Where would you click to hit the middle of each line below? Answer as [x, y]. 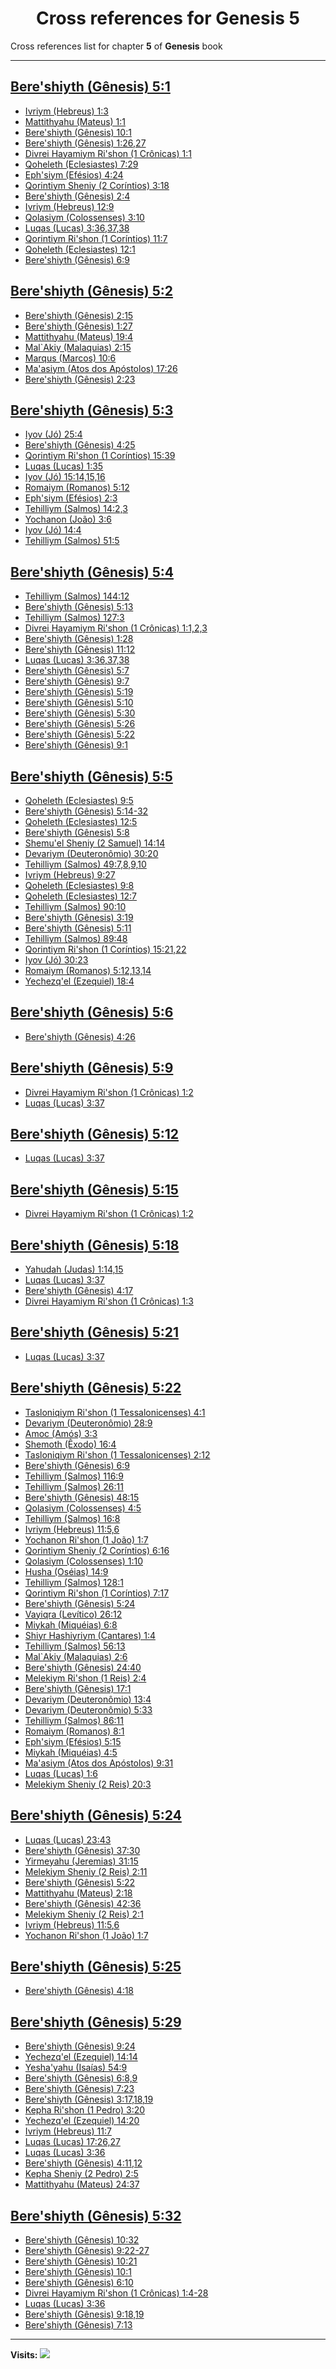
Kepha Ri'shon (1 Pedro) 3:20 [85, 2110]
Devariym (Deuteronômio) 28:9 [88, 1423]
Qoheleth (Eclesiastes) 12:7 [81, 896]
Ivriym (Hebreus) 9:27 [70, 875]
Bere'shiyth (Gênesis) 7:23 [79, 2089]
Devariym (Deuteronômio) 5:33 [88, 1709]
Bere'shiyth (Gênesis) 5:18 [95, 1245]
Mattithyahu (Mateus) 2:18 [78, 1893]
